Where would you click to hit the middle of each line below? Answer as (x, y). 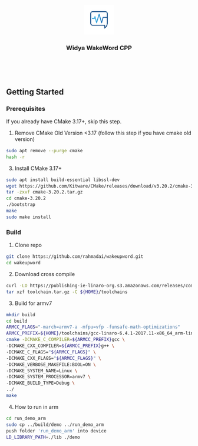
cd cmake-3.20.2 (26, 199)
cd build (17, 321)
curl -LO (17, 286)
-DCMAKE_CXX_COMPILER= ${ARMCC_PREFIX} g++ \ (60, 346)
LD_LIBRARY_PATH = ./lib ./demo (43, 437)
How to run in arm (37, 406)
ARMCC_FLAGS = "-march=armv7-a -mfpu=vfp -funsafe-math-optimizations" (93, 327)
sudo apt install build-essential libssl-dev (63, 180)
